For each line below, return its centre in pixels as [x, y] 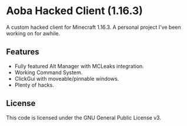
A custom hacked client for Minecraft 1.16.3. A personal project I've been [93, 27]
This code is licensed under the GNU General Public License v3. [84, 117]
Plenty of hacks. [34, 85]
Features [23, 52]
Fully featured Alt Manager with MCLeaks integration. [79, 66]
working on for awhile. [33, 33]
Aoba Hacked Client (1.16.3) [74, 11]
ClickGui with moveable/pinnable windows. [67, 78]
